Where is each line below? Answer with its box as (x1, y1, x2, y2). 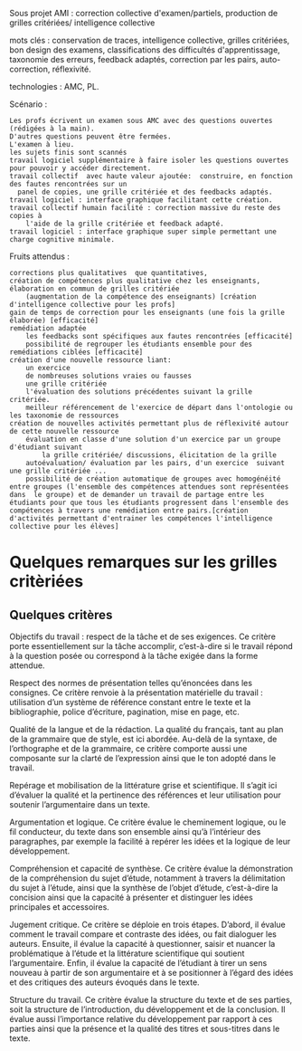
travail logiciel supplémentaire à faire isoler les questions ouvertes (9, 156, 289, 165)
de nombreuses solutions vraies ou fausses (25, 371, 193, 380)
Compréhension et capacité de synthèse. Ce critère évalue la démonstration (9, 864, 294, 874)
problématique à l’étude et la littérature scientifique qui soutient (9, 948, 245, 959)
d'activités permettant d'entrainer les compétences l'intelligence (9, 514, 273, 523)
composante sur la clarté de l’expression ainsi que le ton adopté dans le (9, 753, 277, 763)
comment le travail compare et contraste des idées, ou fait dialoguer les (9, 929, 278, 940)
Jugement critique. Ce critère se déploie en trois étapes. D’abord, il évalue (9, 919, 287, 930)
